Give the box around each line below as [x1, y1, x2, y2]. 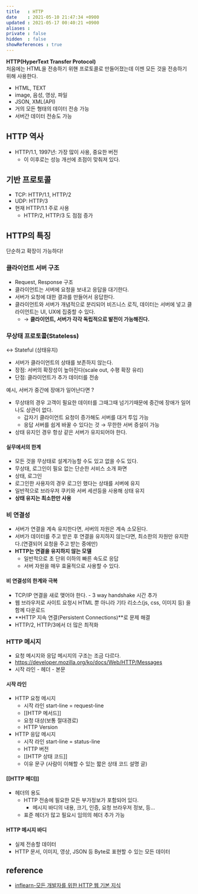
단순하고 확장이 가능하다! [6, 247, 63, 255]
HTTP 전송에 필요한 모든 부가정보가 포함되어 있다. [23, 797, 139, 804]
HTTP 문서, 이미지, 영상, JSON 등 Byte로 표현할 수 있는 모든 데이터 [14, 848, 171, 855]
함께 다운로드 [14, 606, 46, 614]
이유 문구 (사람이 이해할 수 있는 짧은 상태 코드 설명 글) [23, 760, 148, 768]
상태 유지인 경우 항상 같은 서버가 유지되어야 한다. [14, 428, 127, 436]
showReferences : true [6, 42, 62, 48]
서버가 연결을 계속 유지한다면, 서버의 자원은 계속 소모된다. [14, 525, 148, 532]
